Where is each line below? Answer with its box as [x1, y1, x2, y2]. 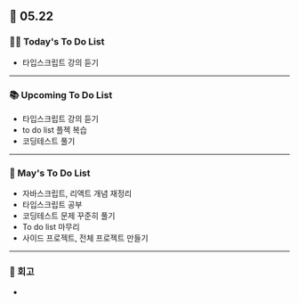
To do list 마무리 [21, 222, 80, 233]
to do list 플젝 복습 [21, 124, 87, 135]
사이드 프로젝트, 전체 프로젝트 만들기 [21, 233, 149, 243]
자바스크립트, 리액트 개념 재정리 [21, 188, 132, 199]
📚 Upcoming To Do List [9, 88, 113, 101]
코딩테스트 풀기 [21, 135, 76, 146]
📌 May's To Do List [9, 167, 91, 179]
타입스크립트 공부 [21, 200, 83, 210]
